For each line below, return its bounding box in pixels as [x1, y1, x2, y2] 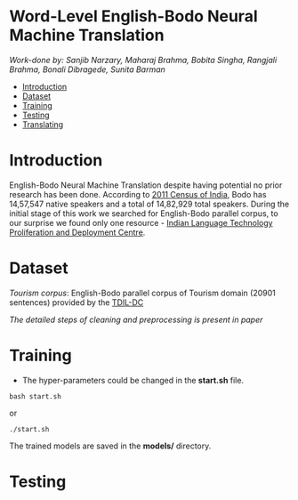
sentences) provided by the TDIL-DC [9, 296, 144, 308]
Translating [21, 118, 64, 130]
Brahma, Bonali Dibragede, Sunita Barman [9, 64, 166, 75]
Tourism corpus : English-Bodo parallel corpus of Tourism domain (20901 [9, 287, 276, 298]
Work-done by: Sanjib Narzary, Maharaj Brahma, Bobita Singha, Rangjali [9, 54, 278, 65]
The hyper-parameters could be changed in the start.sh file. [21, 375, 245, 385]
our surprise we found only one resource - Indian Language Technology [9, 217, 273, 228]
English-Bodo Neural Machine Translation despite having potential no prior [9, 180, 283, 190]
